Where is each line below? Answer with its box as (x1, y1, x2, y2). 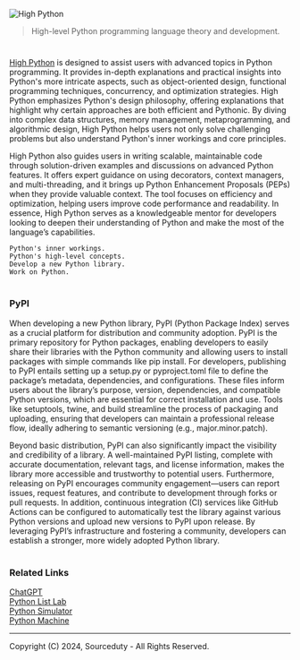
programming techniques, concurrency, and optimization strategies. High (9, 86, 279, 97)
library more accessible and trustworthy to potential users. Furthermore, (9, 468, 275, 479)
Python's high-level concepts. (9, 252, 126, 261)
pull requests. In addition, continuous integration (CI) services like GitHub (9, 497, 279, 508)
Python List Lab (9, 596, 67, 607)
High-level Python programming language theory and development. (30, 26, 280, 36)
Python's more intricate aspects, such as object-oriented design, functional (9, 76, 287, 87)
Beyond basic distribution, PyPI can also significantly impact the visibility (9, 440, 277, 450)
